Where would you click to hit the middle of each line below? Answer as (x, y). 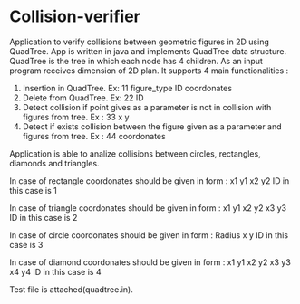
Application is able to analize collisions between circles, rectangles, (135, 153)
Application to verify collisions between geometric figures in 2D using (140, 42)
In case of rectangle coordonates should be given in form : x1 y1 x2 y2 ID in (150, 180)
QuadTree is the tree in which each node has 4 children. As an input (136, 61)
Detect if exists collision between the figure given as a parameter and (152, 126)
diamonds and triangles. (54, 163)
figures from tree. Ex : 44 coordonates (94, 136)
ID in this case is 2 (44, 217)
